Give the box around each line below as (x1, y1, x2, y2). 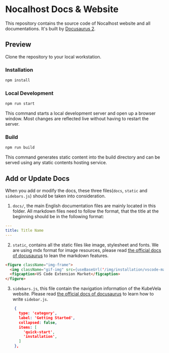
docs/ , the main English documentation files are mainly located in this (12, 203, 156, 209)
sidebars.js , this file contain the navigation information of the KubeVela (12, 285, 161, 291)
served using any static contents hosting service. (5, 160, 107, 166)
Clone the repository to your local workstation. (5, 54, 102, 60)
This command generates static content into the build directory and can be (5, 154, 160, 160)
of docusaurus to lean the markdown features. (12, 253, 109, 259)
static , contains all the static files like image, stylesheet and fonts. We (12, 241, 159, 248)
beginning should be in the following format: (12, 214, 104, 220)
